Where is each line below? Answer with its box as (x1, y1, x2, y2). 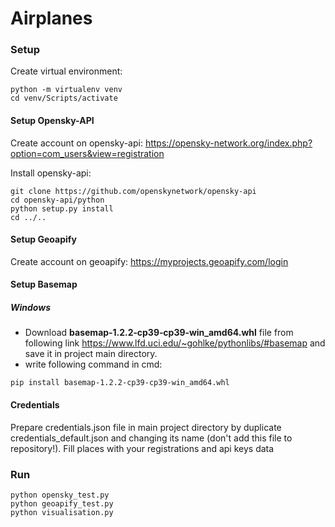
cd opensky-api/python (10, 195, 105, 205)
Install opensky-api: (10, 167, 92, 179)
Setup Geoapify (10, 233, 77, 246)
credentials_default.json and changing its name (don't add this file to (10, 432, 293, 444)
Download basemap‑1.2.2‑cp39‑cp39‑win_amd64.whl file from (24, 327, 294, 339)
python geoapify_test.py (10, 498, 114, 509)
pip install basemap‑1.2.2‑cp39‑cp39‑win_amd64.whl (10, 378, 230, 388)
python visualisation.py (10, 507, 114, 517)
